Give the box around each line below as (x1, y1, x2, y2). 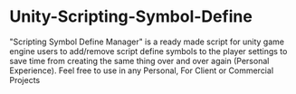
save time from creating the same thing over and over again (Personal (9, 55, 270, 66)
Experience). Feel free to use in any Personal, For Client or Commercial (9, 65, 274, 76)
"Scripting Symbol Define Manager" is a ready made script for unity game (9, 36, 285, 47)
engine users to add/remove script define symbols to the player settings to (9, 45, 288, 56)
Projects (9, 74, 41, 85)
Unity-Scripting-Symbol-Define (9, 6, 253, 27)
